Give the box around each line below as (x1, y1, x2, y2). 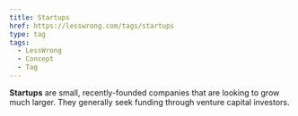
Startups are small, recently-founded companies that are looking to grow (9, 87, 280, 98)
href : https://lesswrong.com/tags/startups (9, 21, 175, 30)
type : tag (9, 29, 47, 38)
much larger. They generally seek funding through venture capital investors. (9, 96, 290, 107)
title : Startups (9, 12, 70, 22)
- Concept (17, 54, 54, 63)
